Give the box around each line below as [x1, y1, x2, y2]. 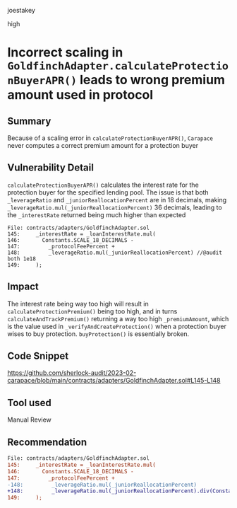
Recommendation [7, 436, 87, 448]
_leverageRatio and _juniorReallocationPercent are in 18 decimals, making [7, 195, 227, 204]
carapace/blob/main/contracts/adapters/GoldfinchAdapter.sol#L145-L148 [7, 376, 221, 385]
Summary [7, 115, 51, 127]
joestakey [7, 6, 35, 14]
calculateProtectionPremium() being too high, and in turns [7, 307, 178, 316]
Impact [7, 281, 39, 293]
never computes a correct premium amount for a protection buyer [7, 142, 199, 149]
